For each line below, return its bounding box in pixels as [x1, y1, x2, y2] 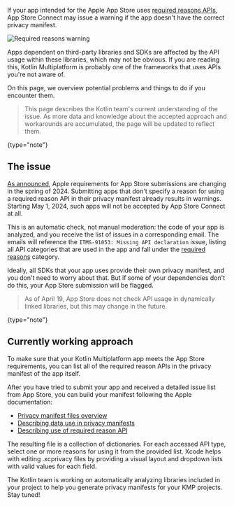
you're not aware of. [7, 70, 65, 78]
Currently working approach [7, 336, 134, 348]
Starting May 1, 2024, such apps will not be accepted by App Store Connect [7, 202, 226, 210]
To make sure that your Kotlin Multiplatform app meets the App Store [7, 354, 205, 363]
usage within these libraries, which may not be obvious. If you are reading [7, 55, 220, 64]
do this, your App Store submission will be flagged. [7, 281, 154, 289]
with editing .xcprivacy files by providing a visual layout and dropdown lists [7, 454, 224, 463]
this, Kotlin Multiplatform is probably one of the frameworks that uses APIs [7, 63, 221, 71]
